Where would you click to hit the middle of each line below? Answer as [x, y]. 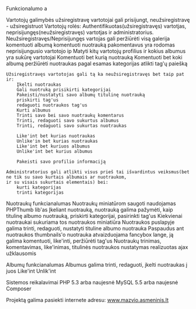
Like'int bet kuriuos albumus [54, 146]
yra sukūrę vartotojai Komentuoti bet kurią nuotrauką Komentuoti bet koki [94, 57]
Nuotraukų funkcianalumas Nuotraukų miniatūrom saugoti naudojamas [91, 203]
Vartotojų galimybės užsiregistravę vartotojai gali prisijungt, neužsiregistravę [98, 20]
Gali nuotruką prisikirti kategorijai [64, 90]
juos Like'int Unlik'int [31, 271]
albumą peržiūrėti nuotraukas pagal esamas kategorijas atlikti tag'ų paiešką [97, 63]
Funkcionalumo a [27, 9]
